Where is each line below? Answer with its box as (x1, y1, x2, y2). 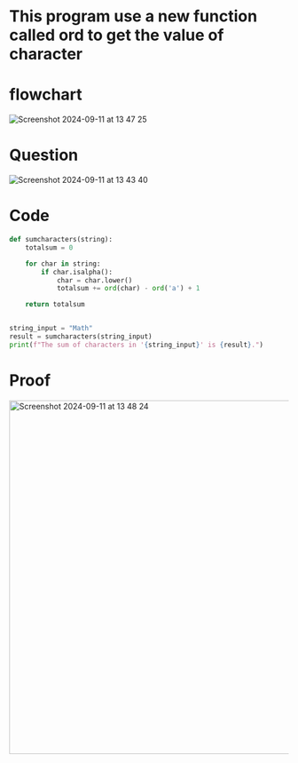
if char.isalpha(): (41, 267, 114, 276)
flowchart (9, 84, 82, 105)
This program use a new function (9, 6, 258, 27)
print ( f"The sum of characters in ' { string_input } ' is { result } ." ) (9, 340, 264, 349)
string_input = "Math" (9, 324, 93, 333)
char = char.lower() (56, 275, 133, 285)
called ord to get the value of (9, 25, 224, 45)
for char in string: (25, 259, 101, 268)
